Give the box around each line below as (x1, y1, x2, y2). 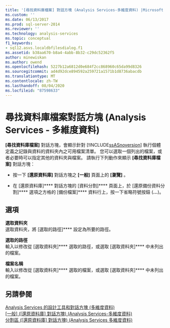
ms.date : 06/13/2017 (5, 17, 49, 22)
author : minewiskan (5, 54, 47, 60)
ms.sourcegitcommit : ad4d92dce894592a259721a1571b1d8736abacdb (5, 69, 142, 74)
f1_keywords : (5, 41, 33, 46)
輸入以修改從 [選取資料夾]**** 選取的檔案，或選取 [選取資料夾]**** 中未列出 (5, 267, 164, 273)
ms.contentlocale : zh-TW (5, 78, 58, 84)
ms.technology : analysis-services (5, 31, 79, 36)
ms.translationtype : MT (5, 74, 56, 79)
